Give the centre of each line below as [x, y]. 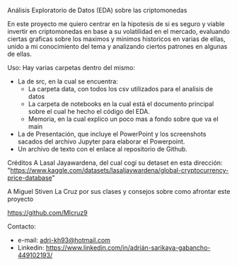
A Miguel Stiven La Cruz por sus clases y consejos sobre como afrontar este [119, 191]
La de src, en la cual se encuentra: [68, 81]
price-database [30, 178]
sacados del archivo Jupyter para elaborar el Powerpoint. [101, 141]
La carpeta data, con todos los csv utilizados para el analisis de [121, 89]
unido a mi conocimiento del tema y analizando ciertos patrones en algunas [117, 46]
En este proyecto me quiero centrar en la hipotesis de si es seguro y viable [116, 24]
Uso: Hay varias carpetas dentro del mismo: [71, 68]
